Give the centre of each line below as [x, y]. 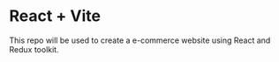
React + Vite [55, 16]
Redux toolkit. [34, 49]
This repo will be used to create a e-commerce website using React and [140, 40]
